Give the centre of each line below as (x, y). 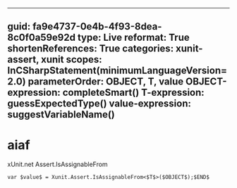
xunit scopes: (72, 59)
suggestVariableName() (61, 114)
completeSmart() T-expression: (133, 93)
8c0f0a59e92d (42, 38)
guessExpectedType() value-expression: (99, 104)
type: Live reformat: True (134, 38)
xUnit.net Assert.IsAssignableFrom (57, 164)
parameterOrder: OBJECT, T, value (106, 82)
